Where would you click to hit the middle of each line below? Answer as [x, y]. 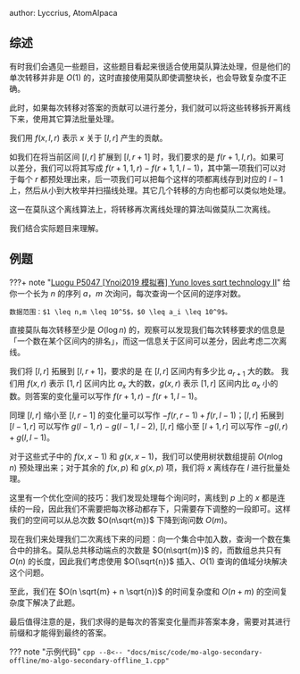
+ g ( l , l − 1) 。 [32, 437]
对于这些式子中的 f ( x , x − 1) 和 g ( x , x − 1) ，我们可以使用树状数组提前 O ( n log [146, 457]
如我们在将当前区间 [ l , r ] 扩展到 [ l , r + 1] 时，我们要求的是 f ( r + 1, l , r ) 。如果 [143, 156]
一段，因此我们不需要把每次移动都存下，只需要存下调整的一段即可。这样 [158, 509]
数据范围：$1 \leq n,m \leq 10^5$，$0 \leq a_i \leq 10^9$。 [121, 312]
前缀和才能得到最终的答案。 [60, 633]
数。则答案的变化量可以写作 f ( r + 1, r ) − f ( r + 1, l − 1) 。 [106, 396]
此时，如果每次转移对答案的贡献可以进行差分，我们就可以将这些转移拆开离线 [150, 107]
